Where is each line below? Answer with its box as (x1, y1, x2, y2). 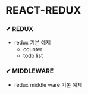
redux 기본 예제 (14, 39, 51, 46)
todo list (23, 52, 43, 59)
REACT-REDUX (5, 4, 81, 17)
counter (23, 46, 43, 53)
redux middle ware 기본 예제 (14, 81, 83, 88)
